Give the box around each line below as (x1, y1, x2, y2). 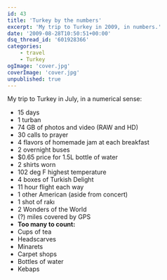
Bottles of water (17, 258, 65, 266)
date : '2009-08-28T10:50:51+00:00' (7, 29, 112, 37)
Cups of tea (17, 227, 52, 236)
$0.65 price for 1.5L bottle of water (17, 153, 118, 161)
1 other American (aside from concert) (17, 190, 128, 199)
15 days (17, 108, 40, 116)
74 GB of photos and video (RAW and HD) (17, 124, 139, 132)
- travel (20, 50, 46, 57)
